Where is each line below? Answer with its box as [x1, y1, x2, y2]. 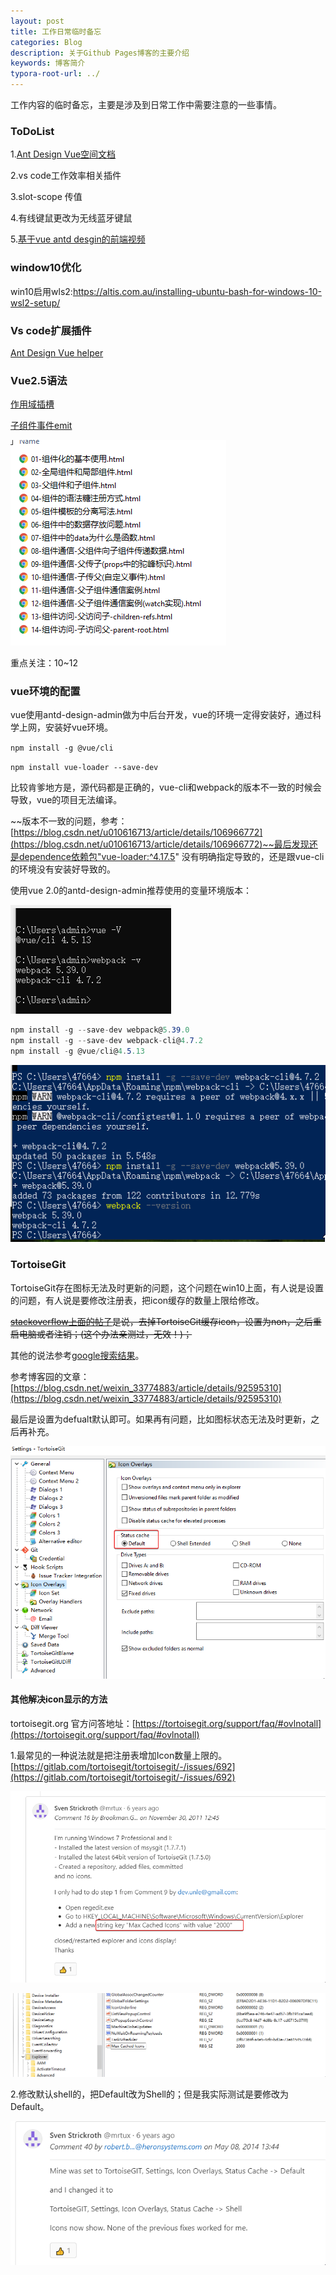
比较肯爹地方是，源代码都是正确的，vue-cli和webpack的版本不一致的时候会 [10, 781, 322, 794]
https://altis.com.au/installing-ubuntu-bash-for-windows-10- [72, 285, 322, 297]
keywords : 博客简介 [10, 58, 86, 69]
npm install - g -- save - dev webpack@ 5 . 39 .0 [10, 1025, 190, 1035]
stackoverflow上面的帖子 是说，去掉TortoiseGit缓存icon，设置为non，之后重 [10, 1315, 322, 1327]
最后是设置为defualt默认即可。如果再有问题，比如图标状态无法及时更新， [10, 1413, 312, 1425]
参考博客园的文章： [10, 1370, 90, 1382]
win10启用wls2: [10, 285, 73, 297]
